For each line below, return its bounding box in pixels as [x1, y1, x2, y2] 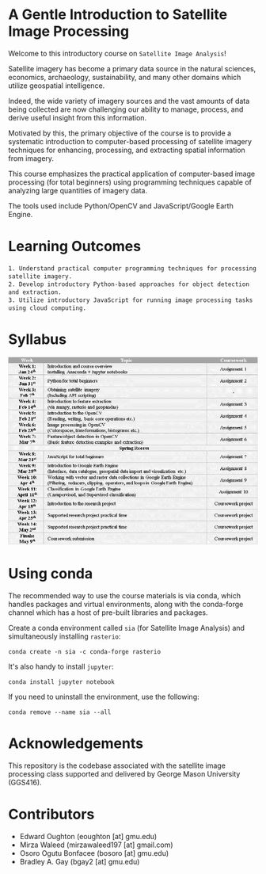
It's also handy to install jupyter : [8, 662, 115, 671]
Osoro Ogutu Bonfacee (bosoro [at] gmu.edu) [19, 848, 169, 857]
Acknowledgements [8, 735, 144, 752]
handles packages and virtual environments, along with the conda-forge [8, 599, 244, 609]
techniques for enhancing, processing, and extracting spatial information [8, 145, 245, 155]
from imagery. [8, 153, 54, 163]
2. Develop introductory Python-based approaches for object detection [8, 280, 249, 288]
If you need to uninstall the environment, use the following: [8, 692, 199, 701]
